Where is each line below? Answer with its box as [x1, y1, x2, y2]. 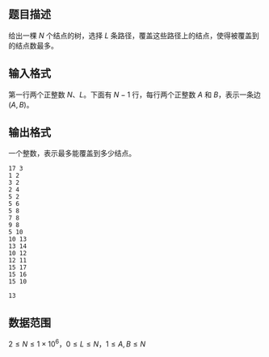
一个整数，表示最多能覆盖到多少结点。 [8, 149, 136, 158]
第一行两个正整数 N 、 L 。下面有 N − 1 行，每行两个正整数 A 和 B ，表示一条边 [8, 90, 261, 99]
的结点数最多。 [8, 40, 58, 50]
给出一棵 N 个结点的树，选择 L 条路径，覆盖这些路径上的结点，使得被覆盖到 [8, 31, 260, 40]
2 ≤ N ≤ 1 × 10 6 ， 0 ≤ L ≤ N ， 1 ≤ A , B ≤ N [8, 338, 146, 349]
